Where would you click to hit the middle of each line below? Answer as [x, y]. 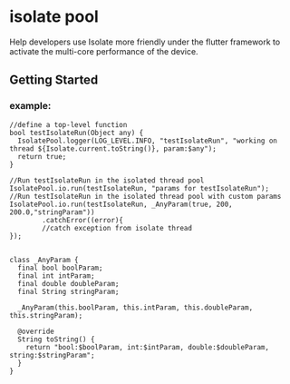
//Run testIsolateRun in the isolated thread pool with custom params [145, 196]
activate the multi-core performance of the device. [104, 51]
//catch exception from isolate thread [117, 228]
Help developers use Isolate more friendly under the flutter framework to [145, 42]
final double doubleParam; [68, 283]
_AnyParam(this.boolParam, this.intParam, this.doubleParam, [135, 307]
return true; [42, 156]
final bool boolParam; [60, 268]
